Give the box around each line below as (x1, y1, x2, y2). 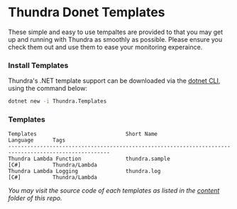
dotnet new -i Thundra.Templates (8, 98, 107, 105)
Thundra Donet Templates (8, 4, 165, 21)
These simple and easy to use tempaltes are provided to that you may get (8, 28, 224, 36)
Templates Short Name (8, 130, 158, 138)
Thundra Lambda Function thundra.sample (8, 155, 171, 163)
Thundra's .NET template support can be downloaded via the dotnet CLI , (8, 77, 221, 85)
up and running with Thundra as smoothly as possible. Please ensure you (8, 35, 223, 43)
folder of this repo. (8, 194, 62, 203)
